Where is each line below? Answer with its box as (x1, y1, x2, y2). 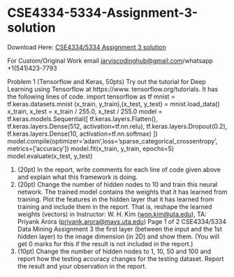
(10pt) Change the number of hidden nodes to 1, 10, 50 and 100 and (17, 247, 212, 255)
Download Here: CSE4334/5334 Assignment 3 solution (7, 43, 166, 51)
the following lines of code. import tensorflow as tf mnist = (7, 92, 176, 101)
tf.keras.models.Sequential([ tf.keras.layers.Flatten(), (7, 114, 159, 123)
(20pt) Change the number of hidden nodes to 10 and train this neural (17, 180, 218, 188)
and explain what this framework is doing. (17, 173, 138, 181)
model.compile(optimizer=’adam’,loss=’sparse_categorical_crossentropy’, (7, 136, 218, 145)
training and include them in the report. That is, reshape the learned (17, 202, 212, 211)
